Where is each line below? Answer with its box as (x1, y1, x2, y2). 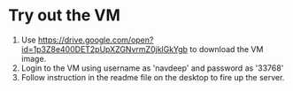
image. (20, 53, 47, 64)
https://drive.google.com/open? (37, 34, 154, 45)
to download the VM (189, 43, 264, 54)
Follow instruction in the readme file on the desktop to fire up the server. (20, 72, 285, 82)
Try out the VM (8, 5, 120, 26)
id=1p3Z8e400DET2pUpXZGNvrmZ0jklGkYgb (20, 43, 188, 54)
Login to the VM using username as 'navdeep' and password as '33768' (20, 63, 284, 73)
